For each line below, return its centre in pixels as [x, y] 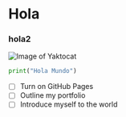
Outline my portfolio [53, 95]
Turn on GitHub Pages [57, 87]
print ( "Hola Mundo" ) [43, 71]
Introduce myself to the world [69, 104]
